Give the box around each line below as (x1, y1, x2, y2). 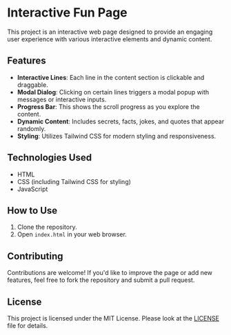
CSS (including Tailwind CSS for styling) (17, 177, 131, 185)
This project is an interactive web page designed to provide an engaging (7, 28, 213, 36)
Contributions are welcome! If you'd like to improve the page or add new (7, 269, 212, 277)
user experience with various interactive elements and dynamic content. (7, 34, 212, 43)
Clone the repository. (17, 223, 77, 232)
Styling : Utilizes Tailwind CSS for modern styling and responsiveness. (17, 132, 217, 140)
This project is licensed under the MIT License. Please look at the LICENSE (7, 314, 219, 322)
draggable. (17, 81, 48, 89)
